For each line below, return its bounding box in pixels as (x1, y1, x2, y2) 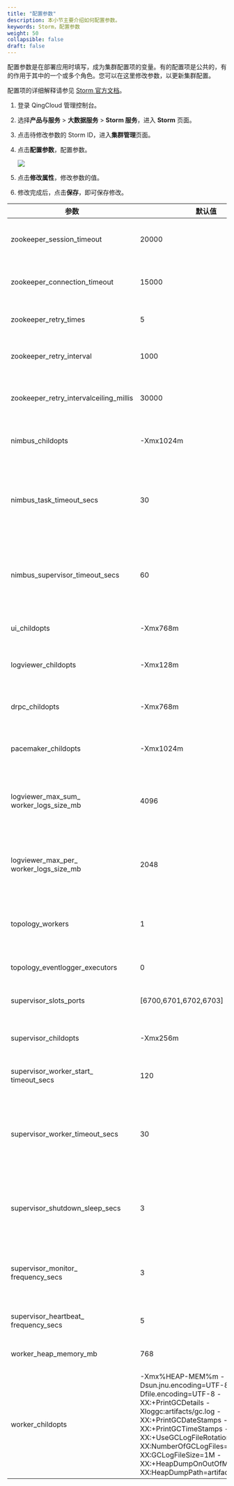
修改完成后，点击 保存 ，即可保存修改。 (17, 188, 127, 196)
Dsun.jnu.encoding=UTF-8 (139, 1381, 229, 1390)
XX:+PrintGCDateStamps (139, 1416, 221, 1425)
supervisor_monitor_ (10, 1263, 78, 1273)
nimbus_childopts (10, 436, 68, 445)
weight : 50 (7, 29, 39, 37)
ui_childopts (10, 624, 50, 633)
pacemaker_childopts (10, 744, 81, 753)
